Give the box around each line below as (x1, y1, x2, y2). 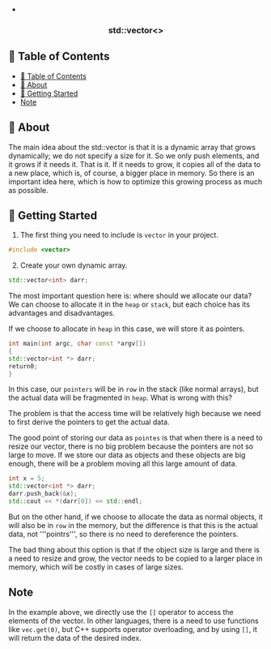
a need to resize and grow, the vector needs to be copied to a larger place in (8, 553, 263, 563)
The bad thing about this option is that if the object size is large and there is (8, 544, 260, 554)
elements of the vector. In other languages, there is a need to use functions (8, 616, 259, 625)
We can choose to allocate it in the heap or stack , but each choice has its (8, 299, 251, 309)
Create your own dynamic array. (19, 260, 128, 270)
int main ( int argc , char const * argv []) (8, 340, 147, 348)
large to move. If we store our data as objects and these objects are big (8, 450, 246, 460)
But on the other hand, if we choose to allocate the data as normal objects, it (8, 512, 263, 522)
